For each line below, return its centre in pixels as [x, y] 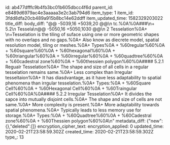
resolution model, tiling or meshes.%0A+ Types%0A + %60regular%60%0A [85, 45]
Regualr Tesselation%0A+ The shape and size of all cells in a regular [77, 67]
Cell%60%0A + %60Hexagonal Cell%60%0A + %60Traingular [71, 88]
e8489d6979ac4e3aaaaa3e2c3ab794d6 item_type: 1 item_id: [70, 13]
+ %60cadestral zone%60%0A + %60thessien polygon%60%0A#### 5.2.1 [84, 61]
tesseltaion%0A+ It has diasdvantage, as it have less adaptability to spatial [83, 78]
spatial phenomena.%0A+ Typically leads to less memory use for [73, 110]
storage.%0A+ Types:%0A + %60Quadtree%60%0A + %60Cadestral [78, 115]
